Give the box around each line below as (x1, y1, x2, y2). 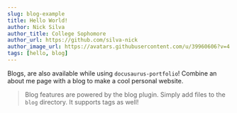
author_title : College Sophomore (7, 30, 106, 37)
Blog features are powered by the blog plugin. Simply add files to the (24, 90, 226, 99)
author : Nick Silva (7, 23, 65, 30)
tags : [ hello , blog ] (7, 50, 69, 57)
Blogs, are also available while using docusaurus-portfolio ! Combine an (7, 69, 217, 78)
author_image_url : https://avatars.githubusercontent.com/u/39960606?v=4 (7, 43, 231, 50)
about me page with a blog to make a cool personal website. (7, 76, 184, 85)
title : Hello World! (7, 17, 69, 24)
